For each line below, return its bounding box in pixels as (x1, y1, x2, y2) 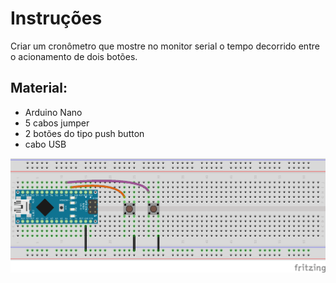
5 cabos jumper (24, 117, 90, 129)
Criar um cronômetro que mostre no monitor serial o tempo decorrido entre (10, 40, 320, 52)
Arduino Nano (24, 106, 83, 118)
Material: (10, 80, 68, 97)
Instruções (10, 7, 103, 30)
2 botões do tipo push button (24, 127, 145, 139)
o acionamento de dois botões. (10, 50, 138, 62)
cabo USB (24, 138, 67, 150)
